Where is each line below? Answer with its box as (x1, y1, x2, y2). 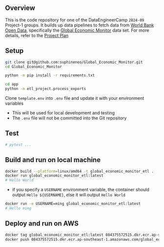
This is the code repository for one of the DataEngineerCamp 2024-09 (5, 17, 144, 22)
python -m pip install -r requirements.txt (5, 73, 95, 78)
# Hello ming (5, 206, 32, 211)
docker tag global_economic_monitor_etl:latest (5, 232, 104, 237)
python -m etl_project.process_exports (5, 87, 86, 91)
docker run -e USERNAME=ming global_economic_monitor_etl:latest (5, 202, 141, 206)
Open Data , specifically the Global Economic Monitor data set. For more (5, 27, 149, 33)
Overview (5, 4, 36, 12)
